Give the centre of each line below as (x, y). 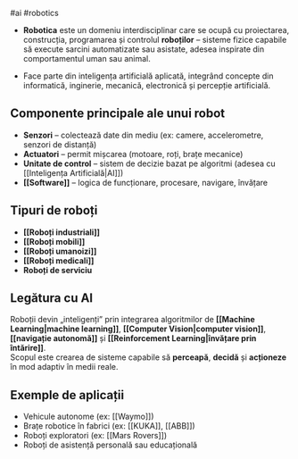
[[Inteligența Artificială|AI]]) (73, 172)
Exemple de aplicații (67, 395)
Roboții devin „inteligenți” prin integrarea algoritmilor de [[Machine (132, 320)
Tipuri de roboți (54, 210)
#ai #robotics (34, 13)
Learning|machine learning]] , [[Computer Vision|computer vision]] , (138, 329)
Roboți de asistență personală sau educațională (110, 445)
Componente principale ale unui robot (118, 114)
